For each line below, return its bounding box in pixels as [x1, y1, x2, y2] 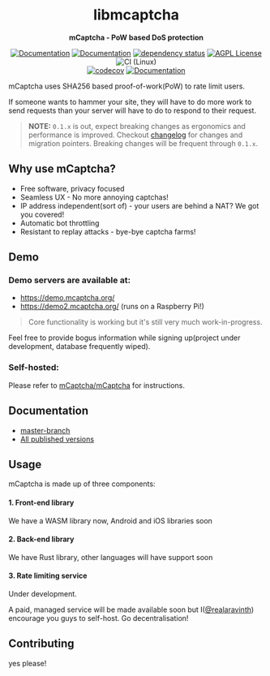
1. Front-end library [8, 497, 75, 507]
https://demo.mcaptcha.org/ [19, 293, 115, 303]
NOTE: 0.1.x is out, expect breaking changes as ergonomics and [28, 121, 246, 131]
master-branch [19, 425, 71, 435]
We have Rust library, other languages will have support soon [8, 552, 213, 562]
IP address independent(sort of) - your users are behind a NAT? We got [19, 200, 259, 210]
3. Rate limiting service [8, 571, 88, 581]
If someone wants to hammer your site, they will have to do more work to [8, 97, 252, 106]
